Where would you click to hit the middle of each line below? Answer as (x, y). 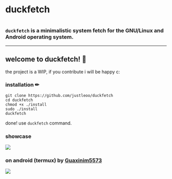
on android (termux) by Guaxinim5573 (54, 161)
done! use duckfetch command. (39, 123)
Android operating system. (39, 37)
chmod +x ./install (26, 104)
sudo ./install (21, 109)
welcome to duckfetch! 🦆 (46, 59)
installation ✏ (22, 85)
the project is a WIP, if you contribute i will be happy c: (63, 72)
